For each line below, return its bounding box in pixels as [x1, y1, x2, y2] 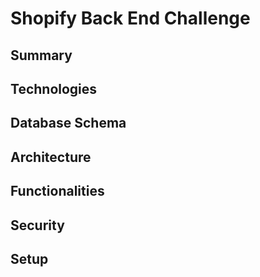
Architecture [10, 148, 92, 166]
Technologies [10, 80, 98, 97]
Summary [10, 47, 73, 64]
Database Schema [10, 115, 127, 132]
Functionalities [10, 183, 105, 200]
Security [10, 217, 65, 234]
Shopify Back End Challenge [10, 7, 251, 30]
